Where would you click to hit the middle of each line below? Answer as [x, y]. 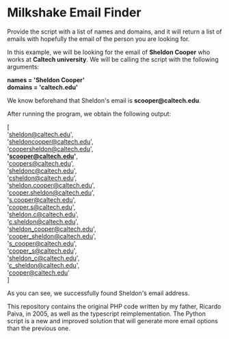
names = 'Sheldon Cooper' [46, 79]
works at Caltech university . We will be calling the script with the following [113, 59]
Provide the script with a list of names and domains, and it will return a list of [114, 32]
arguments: [23, 66]
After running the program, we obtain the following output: [89, 114]
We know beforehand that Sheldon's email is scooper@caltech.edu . [104, 100]
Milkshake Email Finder [74, 13]
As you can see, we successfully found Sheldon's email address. [98, 293]
